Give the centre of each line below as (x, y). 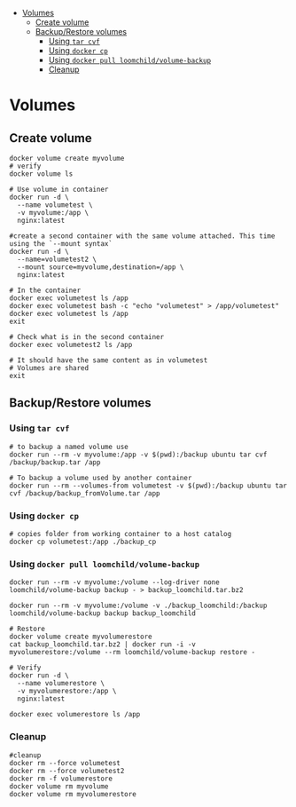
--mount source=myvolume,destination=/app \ (101, 267)
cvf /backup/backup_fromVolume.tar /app (85, 493)
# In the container (45, 290)
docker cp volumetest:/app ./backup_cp (83, 542)
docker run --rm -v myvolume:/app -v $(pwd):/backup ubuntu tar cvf (138, 455)
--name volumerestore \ (61, 684)
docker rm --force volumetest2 (67, 771)
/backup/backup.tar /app (55, 462)
